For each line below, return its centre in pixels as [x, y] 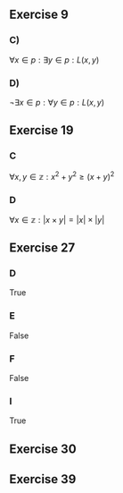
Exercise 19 [41, 130]
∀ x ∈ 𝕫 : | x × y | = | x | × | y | [57, 219]
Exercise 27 [42, 248]
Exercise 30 [43, 449]
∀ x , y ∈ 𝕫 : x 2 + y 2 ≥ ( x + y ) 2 [62, 176]
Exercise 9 [39, 15]
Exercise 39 [43, 479]
